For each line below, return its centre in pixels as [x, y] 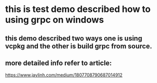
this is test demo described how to [78, 9]
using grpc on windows [55, 20]
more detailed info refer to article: [59, 63]
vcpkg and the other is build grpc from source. [79, 46]
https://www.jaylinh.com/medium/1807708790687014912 [64, 75]
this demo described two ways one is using [74, 38]
